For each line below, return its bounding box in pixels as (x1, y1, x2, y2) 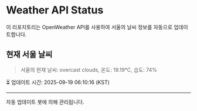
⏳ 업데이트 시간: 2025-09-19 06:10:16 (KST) (6, 78, 110, 85)
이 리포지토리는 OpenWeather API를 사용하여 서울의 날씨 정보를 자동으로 (6, 23, 173, 30)
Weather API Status (6, 4, 104, 17)
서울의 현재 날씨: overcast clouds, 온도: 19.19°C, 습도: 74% (20, 66, 157, 73)
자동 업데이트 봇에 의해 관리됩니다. (6, 98, 84, 105)
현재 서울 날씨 (6, 50, 53, 60)
